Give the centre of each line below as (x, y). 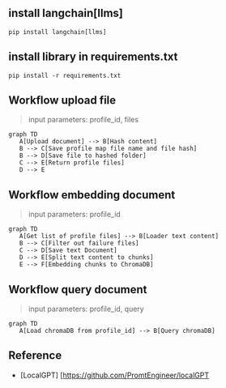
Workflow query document (78, 290)
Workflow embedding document (92, 195)
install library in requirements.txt (93, 57)
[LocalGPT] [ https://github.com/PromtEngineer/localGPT (115, 375)
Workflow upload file (62, 100)
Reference (35, 356)
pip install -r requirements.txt (65, 75)
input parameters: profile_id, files (83, 120)
